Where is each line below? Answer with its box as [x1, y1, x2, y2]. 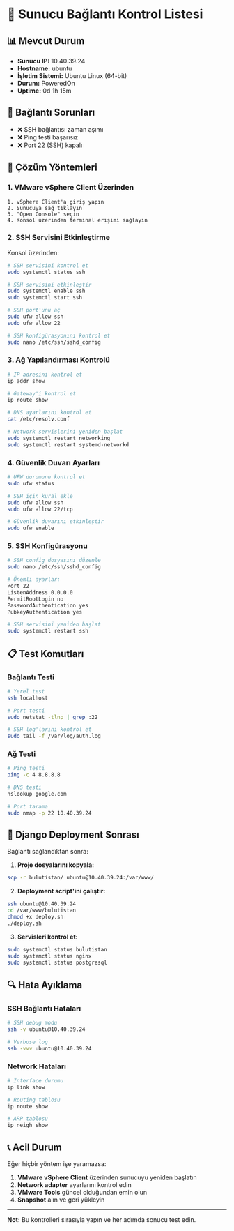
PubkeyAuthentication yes [7, 608, 82, 616]
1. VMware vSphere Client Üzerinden [7, 183, 134, 192]
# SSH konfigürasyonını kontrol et [7, 332, 111, 339]
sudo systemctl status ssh [7, 269, 86, 275]
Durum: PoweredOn [17, 80, 75, 87]
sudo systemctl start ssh [7, 294, 82, 301]
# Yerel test [7, 688, 45, 695]
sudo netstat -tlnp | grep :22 [7, 713, 98, 720]
